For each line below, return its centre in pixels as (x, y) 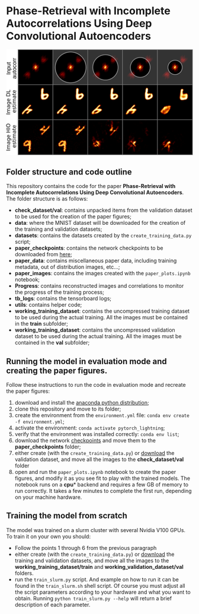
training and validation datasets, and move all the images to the (92, 560)
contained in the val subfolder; (52, 343)
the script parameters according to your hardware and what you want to (102, 592)
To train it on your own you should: (48, 536)
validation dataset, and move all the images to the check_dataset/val (99, 459)
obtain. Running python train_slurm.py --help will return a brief (93, 598)
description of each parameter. (52, 605)
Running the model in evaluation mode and (86, 361)
